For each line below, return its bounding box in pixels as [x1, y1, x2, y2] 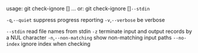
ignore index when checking [20, 41, 91, 47]
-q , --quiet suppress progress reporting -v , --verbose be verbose [6, 16, 165, 23]
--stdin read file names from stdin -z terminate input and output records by [6, 28, 193, 35]
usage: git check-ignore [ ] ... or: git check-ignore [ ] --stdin [6, 5, 150, 12]
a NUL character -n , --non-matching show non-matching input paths [6, 34, 172, 41]
